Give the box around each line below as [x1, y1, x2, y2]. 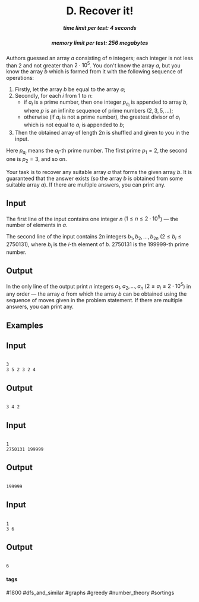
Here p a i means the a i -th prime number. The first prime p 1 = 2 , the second [6, 147, 188, 156]
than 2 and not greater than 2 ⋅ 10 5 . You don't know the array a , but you [6, 61, 181, 69]
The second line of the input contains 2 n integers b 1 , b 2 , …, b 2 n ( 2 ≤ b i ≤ [6, 233, 182, 242]
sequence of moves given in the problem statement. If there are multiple [6, 297, 183, 304]
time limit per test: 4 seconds [63, 24, 137, 31]
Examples [6, 320, 43, 330]
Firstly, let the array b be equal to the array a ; [14, 86, 126, 93]
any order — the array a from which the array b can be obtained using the [6, 290, 187, 297]
